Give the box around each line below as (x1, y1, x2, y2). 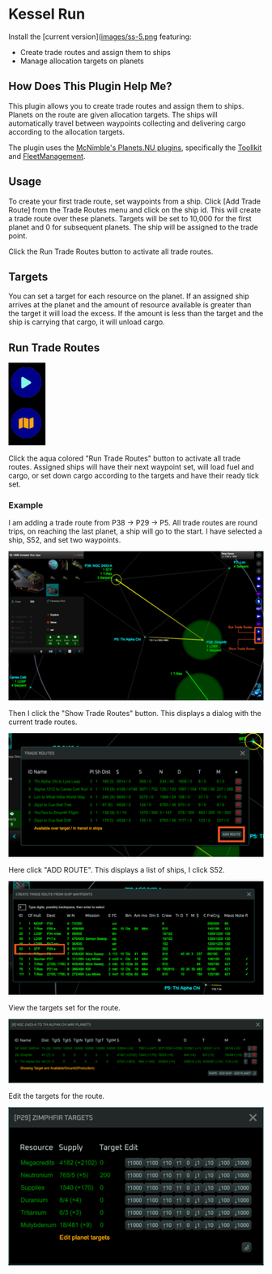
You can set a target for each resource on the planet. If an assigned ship (8, 291, 249, 301)
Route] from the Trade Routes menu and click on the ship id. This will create (8, 204, 261, 215)
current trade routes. (8, 717, 78, 727)
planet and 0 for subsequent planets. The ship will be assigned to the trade (8, 222, 259, 232)
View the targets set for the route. (8, 1002, 121, 1012)
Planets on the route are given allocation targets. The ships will (8, 109, 218, 119)
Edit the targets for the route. (8, 1091, 105, 1100)
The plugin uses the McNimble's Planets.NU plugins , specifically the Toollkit (8, 143, 262, 152)
